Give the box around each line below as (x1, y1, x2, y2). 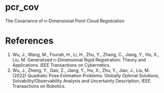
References (5, 35, 54, 46)
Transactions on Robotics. (12, 83, 66, 89)
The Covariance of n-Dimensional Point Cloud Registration (5, 18, 125, 24)
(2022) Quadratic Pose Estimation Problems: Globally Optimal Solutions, (12, 72, 160, 78)
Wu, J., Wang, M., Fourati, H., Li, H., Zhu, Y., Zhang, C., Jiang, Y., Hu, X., (12, 51, 160, 57)
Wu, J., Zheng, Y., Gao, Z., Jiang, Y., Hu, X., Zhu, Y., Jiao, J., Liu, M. (12, 67, 150, 73)
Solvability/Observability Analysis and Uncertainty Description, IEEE (12, 78, 151, 84)
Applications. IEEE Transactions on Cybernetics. (12, 62, 110, 68)
